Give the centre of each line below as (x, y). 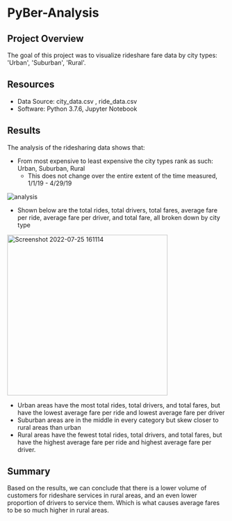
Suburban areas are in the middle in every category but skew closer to (118, 420)
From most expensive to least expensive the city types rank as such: (115, 161)
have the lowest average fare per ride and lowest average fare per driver (121, 412)
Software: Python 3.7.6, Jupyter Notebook (77, 109)
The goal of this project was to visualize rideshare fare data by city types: (112, 55)
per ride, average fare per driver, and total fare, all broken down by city (119, 217)
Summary (29, 472)
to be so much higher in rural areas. (58, 511)
